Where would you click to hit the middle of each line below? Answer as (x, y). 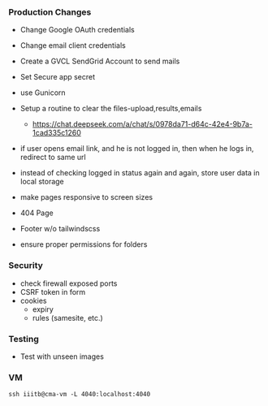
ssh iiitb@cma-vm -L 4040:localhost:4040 (80, 395)
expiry (43, 309)
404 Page (37, 213)
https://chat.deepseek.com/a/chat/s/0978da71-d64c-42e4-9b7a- (143, 124)
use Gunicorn (43, 93)
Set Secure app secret (58, 77)
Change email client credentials (73, 45)
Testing (24, 339)
